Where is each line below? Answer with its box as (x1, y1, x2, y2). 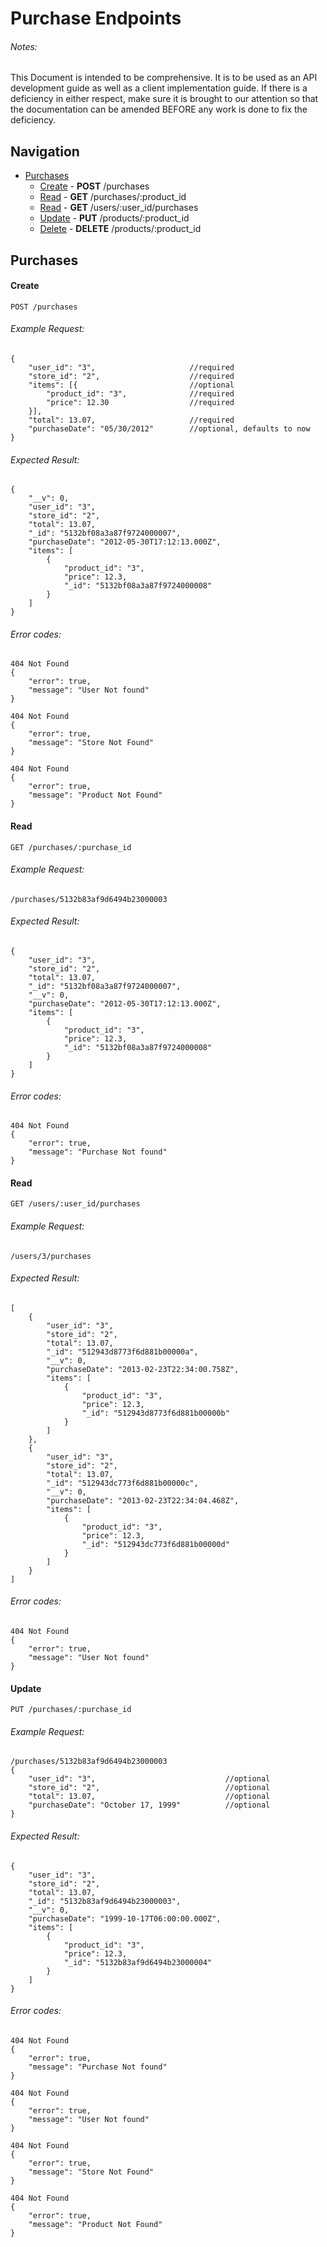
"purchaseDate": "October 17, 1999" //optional (28, 1800, 271, 1811)
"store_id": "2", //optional (28, 1783, 271, 1793)
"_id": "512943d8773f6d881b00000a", (46, 1347, 199, 1357)
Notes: (10, 40, 38, 52)
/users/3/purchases (10, 1251, 92, 1261)
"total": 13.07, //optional (28, 1792, 271, 1802)
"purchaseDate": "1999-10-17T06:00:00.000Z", (28, 1913, 222, 1924)
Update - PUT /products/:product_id (39, 212, 190, 224)
